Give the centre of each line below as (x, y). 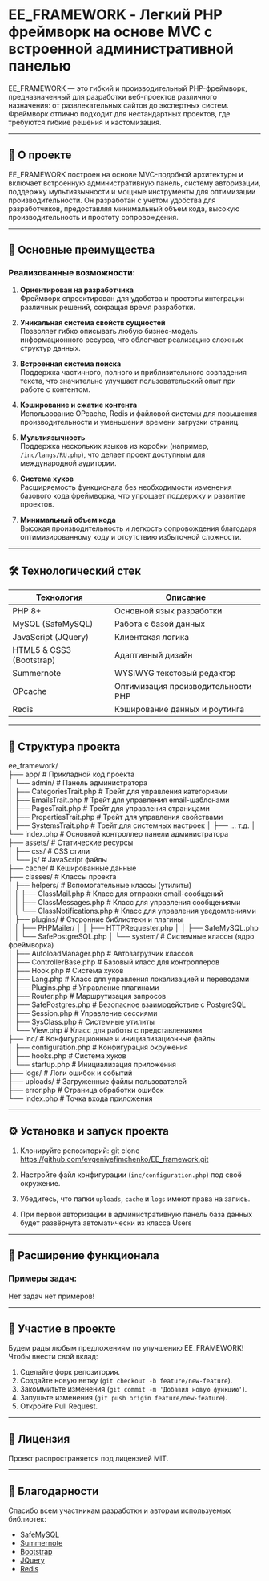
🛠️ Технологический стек (75, 570)
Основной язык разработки (169, 611)
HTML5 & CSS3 (42, 650)
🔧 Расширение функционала (84, 1255)
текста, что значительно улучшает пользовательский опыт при (128, 381)
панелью (40, 66)
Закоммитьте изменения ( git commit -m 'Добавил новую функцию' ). (133, 1389)
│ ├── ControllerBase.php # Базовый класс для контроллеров (114, 962)
